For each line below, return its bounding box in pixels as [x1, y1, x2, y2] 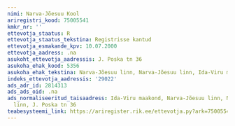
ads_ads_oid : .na [7, 88, 58, 95]
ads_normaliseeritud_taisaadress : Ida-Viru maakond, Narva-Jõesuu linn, [7, 95, 224, 102]
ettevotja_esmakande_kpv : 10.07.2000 [7, 43, 117, 50]
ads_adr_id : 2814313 [7, 82, 68, 89]
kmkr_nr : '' [7, 23, 42, 30]
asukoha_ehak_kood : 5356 [7, 62, 80, 69]
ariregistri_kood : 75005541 [7, 17, 90, 24]
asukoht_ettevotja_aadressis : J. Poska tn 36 [7, 56, 142, 63]
